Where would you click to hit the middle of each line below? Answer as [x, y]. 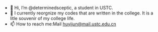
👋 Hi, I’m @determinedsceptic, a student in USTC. [61, 8]
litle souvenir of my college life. [42, 18]
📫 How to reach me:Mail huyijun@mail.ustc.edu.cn [63, 24]
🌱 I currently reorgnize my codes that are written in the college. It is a [82, 13]
